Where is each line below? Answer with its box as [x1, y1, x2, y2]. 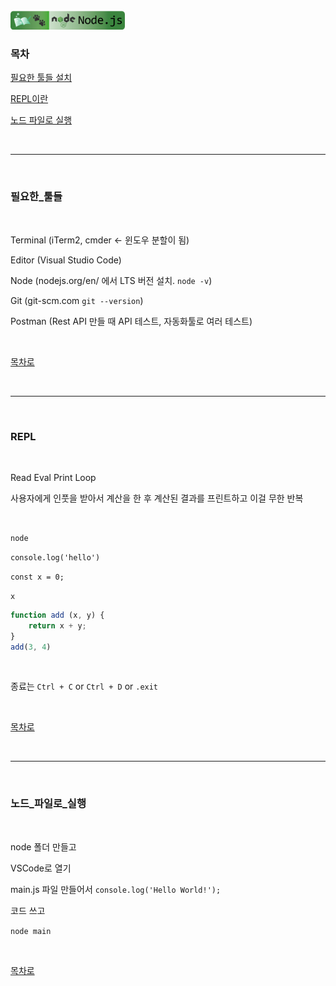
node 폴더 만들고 [10, 840, 77, 853]
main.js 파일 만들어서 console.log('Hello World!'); [10, 883, 222, 895]
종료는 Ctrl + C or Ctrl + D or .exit [10, 680, 159, 693]
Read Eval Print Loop [10, 471, 97, 483]
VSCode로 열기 [10, 862, 72, 874]
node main [10, 926, 52, 936]
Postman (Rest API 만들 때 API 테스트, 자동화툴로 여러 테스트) [10, 315, 253, 327]
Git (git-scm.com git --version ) [10, 294, 144, 306]
